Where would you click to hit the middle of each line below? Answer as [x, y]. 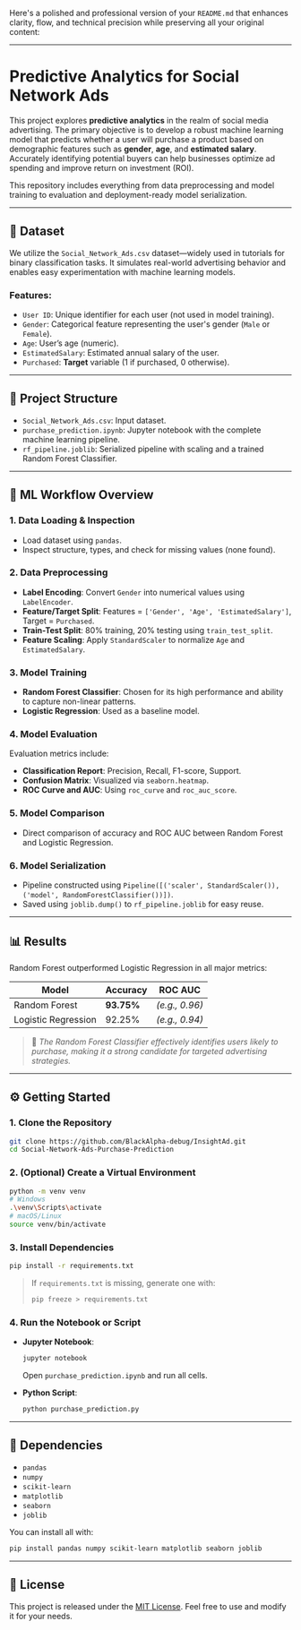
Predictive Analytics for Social [125, 77]
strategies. [51, 1060]
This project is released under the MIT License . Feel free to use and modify [148, 1606]
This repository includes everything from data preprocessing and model [142, 185]
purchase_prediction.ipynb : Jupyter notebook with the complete [142, 430]
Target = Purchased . [58, 621]
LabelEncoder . [47, 601]
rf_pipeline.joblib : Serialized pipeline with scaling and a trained [143, 449]
